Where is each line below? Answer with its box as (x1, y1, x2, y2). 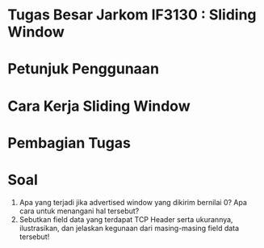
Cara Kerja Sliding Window (7, 97, 191, 115)
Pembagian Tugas (7, 133, 131, 152)
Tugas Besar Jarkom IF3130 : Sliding (7, 6, 257, 24)
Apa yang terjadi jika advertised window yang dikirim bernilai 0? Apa (19, 197, 248, 207)
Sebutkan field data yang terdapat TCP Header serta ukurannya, (19, 214, 233, 224)
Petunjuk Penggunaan (7, 60, 159, 78)
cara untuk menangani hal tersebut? (19, 206, 140, 216)
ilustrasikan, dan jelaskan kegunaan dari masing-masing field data (19, 223, 240, 233)
